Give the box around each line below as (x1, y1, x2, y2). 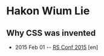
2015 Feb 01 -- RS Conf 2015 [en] (15, 43, 99, 51)
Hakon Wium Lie (6, 4, 90, 18)
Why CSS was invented (6, 28, 96, 38)
